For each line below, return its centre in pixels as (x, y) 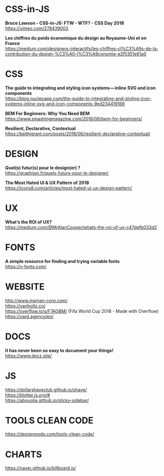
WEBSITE (25, 287)
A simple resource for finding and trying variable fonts (63, 261)
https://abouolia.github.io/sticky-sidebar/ (47, 400)
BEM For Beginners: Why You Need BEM (47, 113)
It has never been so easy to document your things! (59, 350)
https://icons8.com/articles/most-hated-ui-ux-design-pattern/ (69, 188)
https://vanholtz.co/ (25, 306)
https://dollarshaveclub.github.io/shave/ (46, 390)
